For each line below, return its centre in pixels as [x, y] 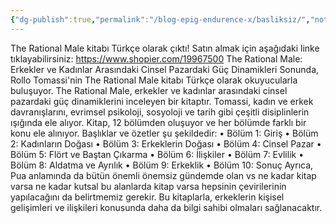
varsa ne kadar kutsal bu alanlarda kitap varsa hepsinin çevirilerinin [148, 186]
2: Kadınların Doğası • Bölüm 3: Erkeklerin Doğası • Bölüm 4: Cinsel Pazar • [166, 143]
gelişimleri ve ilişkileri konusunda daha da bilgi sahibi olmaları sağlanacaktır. [166, 207]
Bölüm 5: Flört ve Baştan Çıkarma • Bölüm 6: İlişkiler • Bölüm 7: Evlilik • [157, 154]
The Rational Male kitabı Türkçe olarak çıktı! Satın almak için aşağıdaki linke [165, 48]
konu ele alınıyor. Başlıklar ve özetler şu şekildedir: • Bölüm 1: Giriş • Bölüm [164, 133]
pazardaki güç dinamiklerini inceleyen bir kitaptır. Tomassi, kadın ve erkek [162, 101]
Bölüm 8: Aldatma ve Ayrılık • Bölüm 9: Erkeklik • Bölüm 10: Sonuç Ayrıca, [162, 165]
